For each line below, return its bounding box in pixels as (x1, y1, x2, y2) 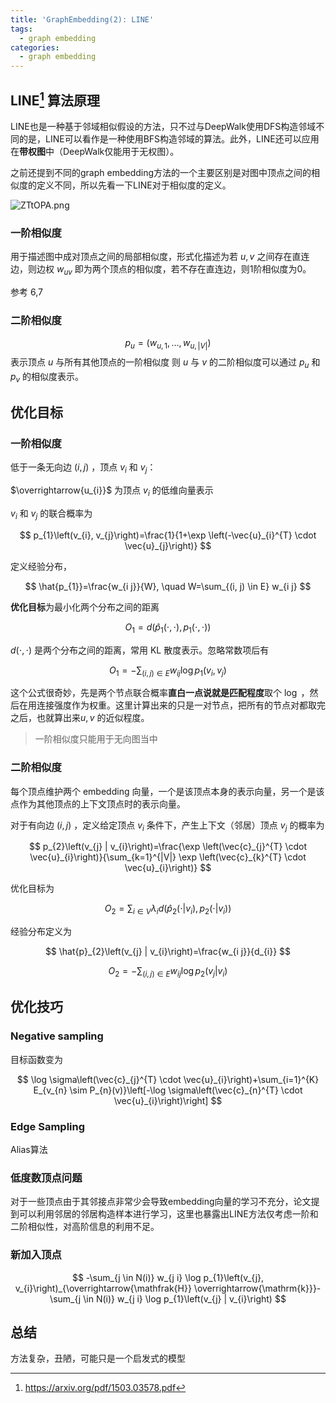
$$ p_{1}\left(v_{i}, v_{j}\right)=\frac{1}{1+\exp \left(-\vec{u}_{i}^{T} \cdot (19, 529, 317, 541)
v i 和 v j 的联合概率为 (10, 507, 93, 521)
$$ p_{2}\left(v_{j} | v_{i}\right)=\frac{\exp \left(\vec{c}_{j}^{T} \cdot (28, 841, 308, 853)
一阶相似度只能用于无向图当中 (34, 733, 158, 745)
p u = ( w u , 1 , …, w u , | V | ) (124, 337, 212, 351)
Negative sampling (10, 1029, 104, 1043)
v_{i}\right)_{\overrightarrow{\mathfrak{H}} (14, 1282, 192, 1294)
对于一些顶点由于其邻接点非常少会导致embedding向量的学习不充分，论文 (10, 1196, 312, 1208)
